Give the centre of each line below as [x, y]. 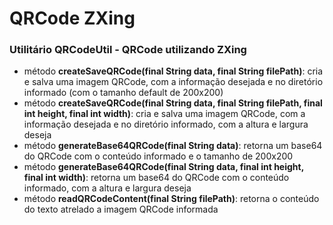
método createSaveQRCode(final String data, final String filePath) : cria [173, 71]
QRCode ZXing [72, 18]
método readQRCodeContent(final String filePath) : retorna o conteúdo [171, 199]
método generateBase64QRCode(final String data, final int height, [163, 167]
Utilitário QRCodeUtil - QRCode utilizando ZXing [128, 50]
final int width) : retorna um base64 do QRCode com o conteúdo [156, 178]
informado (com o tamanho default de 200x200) [123, 93]
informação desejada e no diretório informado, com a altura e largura [166, 124]
